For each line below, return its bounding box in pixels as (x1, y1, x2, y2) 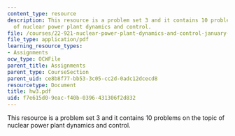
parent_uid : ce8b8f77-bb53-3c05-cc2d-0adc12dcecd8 (7, 75, 158, 82)
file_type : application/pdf (7, 36, 90, 43)
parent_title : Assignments (7, 62, 86, 69)
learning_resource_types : (7, 43, 83, 50)
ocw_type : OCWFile (7, 56, 61, 63)
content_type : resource (7, 10, 77, 17)
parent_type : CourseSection (7, 68, 90, 75)
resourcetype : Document (7, 82, 77, 89)
